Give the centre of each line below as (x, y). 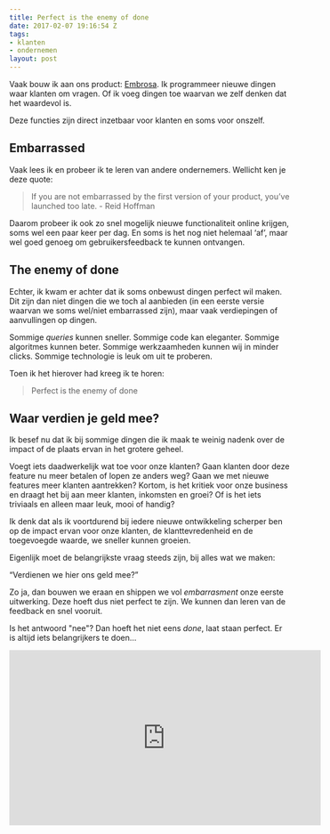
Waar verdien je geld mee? (85, 419)
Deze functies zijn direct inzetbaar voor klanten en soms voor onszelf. (137, 120)
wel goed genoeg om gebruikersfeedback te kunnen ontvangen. (127, 242)
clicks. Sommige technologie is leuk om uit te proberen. (111, 356)
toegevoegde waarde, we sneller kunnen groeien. (100, 540)
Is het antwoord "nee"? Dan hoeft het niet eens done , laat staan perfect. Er (146, 628)
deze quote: (31, 179)
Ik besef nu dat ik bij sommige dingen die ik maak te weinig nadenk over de (147, 440)
